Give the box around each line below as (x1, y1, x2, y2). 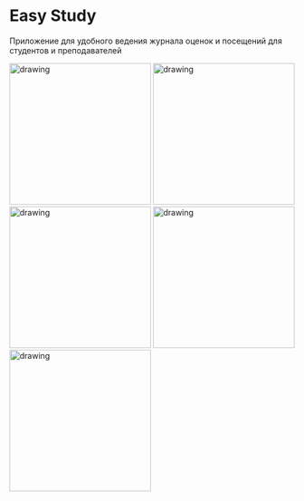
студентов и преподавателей (9, 44, 122, 55)
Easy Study (9, 5, 97, 26)
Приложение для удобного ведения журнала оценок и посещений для (9, 35, 282, 46)
